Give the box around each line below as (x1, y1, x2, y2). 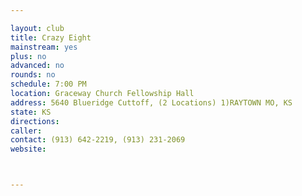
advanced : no (10, 61, 65, 71)
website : (10, 144, 47, 155)
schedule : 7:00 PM (10, 79, 87, 90)
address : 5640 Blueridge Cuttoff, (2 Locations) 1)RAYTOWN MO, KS (10, 97, 293, 108)
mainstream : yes (10, 42, 78, 52)
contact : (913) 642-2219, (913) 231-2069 (10, 135, 186, 145)
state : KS (10, 107, 52, 117)
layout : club (10, 23, 65, 33)
